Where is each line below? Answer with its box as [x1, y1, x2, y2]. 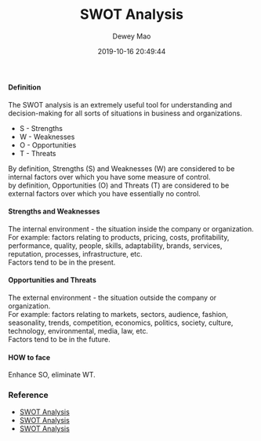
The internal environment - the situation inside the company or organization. [8, 224, 255, 233]
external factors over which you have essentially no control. [8, 188, 201, 198]
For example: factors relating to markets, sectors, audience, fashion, [8, 309, 229, 319]
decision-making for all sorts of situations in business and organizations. [8, 108, 243, 118]
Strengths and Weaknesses [8, 206, 100, 217]
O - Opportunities [19, 140, 77, 150]
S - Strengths [19, 123, 63, 133]
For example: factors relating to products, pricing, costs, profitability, [8, 232, 230, 242]
